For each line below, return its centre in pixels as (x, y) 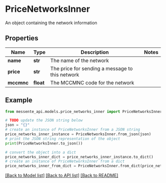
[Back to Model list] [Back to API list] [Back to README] (62, 176)
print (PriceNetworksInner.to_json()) (44, 143)
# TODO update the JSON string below (44, 120)
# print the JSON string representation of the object (63, 139)
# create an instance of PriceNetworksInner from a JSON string (73, 130)
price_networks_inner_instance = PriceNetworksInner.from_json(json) (78, 134)
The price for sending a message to (91, 69)
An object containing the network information (51, 23)
